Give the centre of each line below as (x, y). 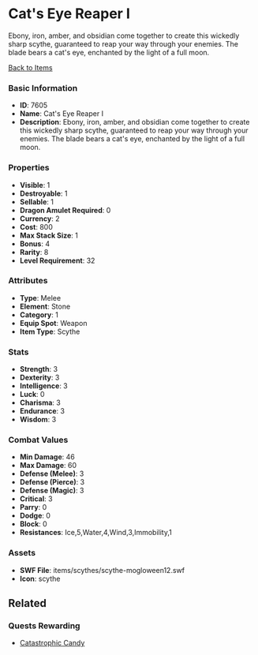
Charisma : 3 (40, 402)
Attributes (28, 281)
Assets (22, 553)
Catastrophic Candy (52, 643)
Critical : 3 (36, 499)
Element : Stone (45, 306)
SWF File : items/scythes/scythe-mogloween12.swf (102, 570)
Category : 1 (39, 314)
